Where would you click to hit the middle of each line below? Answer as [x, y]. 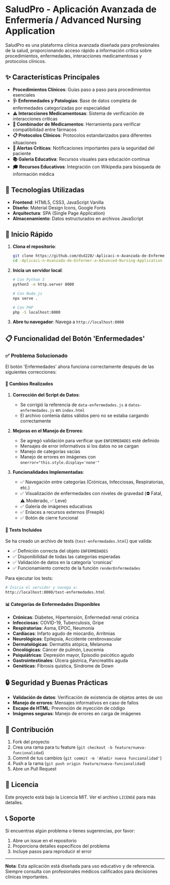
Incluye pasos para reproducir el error [52, 851]
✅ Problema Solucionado [36, 355]
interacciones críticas [35, 118]
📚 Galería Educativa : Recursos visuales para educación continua [81, 159]
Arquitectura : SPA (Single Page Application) [59, 213]
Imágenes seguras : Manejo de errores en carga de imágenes [77, 714]
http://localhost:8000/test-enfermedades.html [55, 592]
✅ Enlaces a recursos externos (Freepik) [62, 512]
